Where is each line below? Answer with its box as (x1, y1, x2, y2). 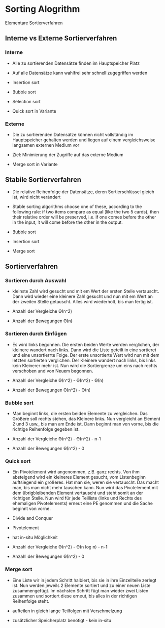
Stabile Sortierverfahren (5, 175, 81, 184)
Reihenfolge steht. (12, 598, 49, 604)
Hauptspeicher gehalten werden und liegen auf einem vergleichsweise (12, 137, 156, 143)
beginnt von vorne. (12, 505, 51, 512)
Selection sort (12, 98, 41, 104)
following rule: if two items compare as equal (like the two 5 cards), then (12, 209, 159, 214)
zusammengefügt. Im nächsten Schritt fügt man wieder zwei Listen (12, 587, 149, 593)
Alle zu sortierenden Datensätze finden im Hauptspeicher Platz (12, 60, 140, 66)
